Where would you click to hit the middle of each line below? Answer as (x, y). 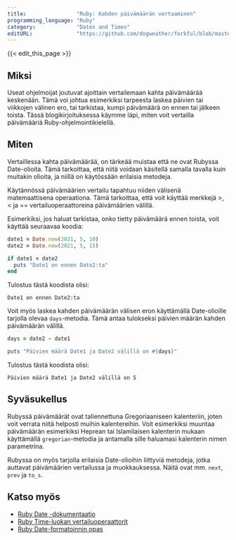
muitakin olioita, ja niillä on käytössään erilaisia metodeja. (90, 176)
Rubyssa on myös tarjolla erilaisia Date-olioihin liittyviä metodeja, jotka (109, 460)
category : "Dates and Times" (69, 27)
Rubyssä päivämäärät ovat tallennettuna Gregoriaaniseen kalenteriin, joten (115, 416)
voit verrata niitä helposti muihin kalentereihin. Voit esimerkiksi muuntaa (111, 424)
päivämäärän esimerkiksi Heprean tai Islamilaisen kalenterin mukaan (106, 431)
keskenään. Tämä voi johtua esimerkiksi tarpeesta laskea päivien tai (105, 100)
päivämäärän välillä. (36, 326)
